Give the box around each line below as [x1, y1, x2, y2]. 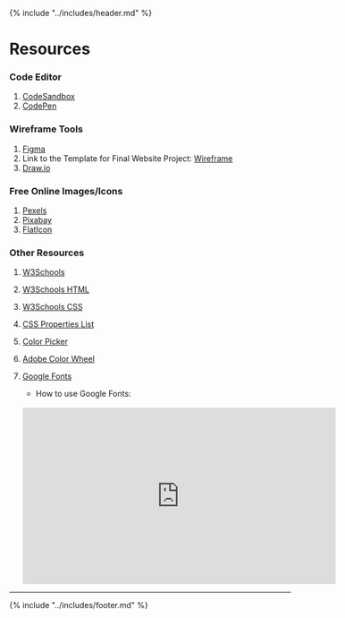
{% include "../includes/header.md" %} [9, 8, 153, 18]
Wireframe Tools [9, 123, 83, 135]
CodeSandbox [21, 91, 76, 102]
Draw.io [21, 162, 51, 173]
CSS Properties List [21, 319, 95, 330]
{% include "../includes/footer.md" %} [9, 600, 149, 611]
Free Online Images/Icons [9, 185, 123, 197]
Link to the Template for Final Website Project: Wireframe [21, 152, 233, 164]
